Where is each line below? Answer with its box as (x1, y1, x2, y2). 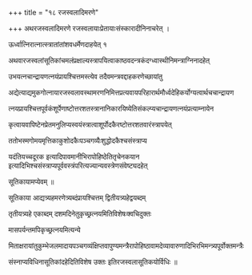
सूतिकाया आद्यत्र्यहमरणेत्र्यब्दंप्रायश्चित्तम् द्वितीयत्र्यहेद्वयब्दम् (8, 193, 146, 202)
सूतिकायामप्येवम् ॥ (8, 177, 54, 186)
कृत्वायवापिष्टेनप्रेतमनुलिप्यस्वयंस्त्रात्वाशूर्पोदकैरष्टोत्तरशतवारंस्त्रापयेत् (8, 120, 172, 129)
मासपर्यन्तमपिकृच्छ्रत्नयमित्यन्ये (8, 225, 82, 234)
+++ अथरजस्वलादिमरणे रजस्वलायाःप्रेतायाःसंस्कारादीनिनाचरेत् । (8, 24, 170, 33)
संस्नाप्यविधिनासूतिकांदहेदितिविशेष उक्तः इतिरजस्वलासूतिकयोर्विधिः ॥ (8, 257, 178, 266)
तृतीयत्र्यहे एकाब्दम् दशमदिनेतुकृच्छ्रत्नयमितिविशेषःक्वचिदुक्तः (8, 209, 152, 218)
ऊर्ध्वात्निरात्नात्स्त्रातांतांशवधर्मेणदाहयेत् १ (8, 40, 107, 49)
